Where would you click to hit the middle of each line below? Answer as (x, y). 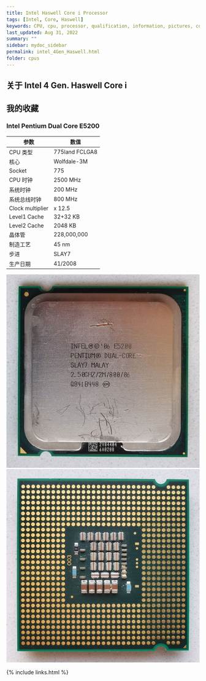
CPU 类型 (21, 152)
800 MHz (66, 199)
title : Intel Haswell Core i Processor (57, 13)
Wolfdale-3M (71, 161)
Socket (18, 171)
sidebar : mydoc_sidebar (37, 45)
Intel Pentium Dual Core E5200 (53, 126)
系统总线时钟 (25, 199)
